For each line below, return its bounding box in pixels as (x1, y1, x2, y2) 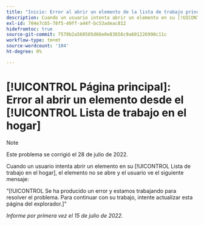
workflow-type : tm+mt (6, 37, 61, 43)
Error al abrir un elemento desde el (6, 92, 184, 106)
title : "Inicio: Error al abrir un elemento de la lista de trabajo (6, 9, 183, 15)
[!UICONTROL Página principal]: (6, 80, 171, 94)
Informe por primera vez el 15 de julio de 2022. (6, 212, 123, 219)
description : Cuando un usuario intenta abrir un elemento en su (6, 15, 175, 21)
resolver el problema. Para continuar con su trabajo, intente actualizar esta (6, 193, 193, 201)
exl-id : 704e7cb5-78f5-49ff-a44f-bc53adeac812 (6, 20, 126, 26)
